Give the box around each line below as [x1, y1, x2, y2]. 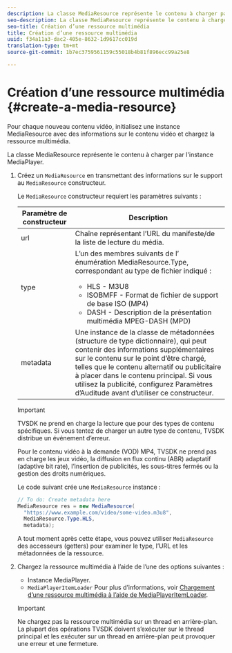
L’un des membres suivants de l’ [75, 249, 180, 258]
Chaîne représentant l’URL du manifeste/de [75, 229, 215, 238]
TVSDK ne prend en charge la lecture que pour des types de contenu [17, 419, 215, 427]
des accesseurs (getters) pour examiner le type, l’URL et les [17, 542, 188, 551]
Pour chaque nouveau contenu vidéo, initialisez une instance [7, 122, 181, 130]
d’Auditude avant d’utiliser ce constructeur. [75, 388, 214, 397]
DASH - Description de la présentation [86, 307, 212, 317]
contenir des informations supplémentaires [75, 344, 215, 354]
